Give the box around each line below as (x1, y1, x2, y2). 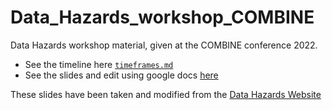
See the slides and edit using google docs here (24, 69, 219, 81)
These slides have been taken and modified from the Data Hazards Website (10, 88, 322, 100)
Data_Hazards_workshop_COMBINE (10, 6, 315, 29)
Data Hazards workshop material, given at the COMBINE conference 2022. (10, 39, 318, 51)
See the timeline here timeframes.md (24, 58, 174, 70)
